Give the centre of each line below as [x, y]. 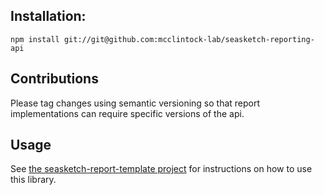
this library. [33, 180]
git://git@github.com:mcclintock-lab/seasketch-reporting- [189, 39]
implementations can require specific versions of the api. [127, 113]
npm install [35, 39]
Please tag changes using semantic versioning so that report [135, 103]
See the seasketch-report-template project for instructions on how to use [161, 169]
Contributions [54, 79]
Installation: [48, 16]
